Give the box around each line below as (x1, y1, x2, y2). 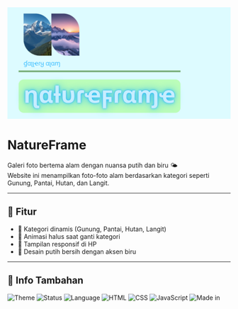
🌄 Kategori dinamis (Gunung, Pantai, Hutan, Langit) (17, 225, 166, 233)
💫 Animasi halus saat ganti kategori (17, 232, 120, 240)
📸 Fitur (7, 206, 38, 218)
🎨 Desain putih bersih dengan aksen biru (17, 247, 137, 256)
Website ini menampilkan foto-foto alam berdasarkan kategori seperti (7, 171, 210, 179)
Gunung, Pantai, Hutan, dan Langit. (7, 179, 110, 187)
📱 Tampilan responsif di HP (17, 240, 97, 248)
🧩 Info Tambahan (7, 274, 84, 286)
